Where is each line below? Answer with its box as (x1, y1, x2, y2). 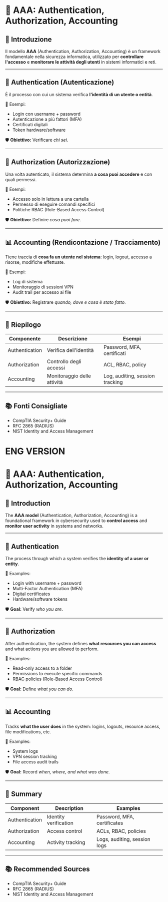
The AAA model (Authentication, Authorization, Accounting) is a (5, 513, 137, 519)
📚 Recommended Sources (5, 864, 90, 873)
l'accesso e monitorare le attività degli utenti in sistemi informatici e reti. (5, 59, 156, 65)
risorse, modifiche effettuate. (5, 259, 65, 265)
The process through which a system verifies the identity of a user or (5, 556, 149, 562)
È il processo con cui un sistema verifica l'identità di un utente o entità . (5, 91, 153, 97)
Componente (9, 335, 41, 342)
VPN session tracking (12, 753, 57, 759)
